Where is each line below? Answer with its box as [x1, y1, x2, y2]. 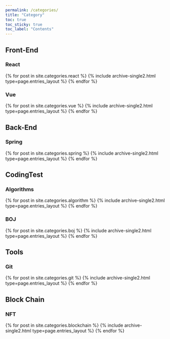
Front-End [5, 46, 39, 54]
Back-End [5, 123, 37, 131]
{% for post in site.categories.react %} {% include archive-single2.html [5, 72, 156, 79]
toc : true [5, 17, 27, 22]
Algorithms [5, 186, 34, 193]
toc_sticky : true [5, 22, 43, 27]
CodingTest [5, 171, 43, 179]
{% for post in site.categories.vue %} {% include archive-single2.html [5, 103, 153, 109]
